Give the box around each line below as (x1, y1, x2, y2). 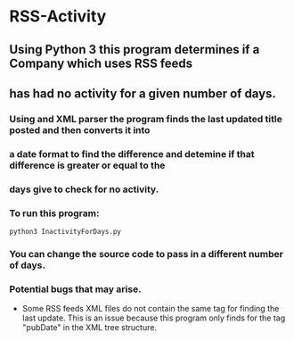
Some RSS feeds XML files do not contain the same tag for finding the (21, 304, 280, 314)
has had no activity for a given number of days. (9, 86, 276, 101)
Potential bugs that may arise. (9, 283, 142, 295)
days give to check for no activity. (9, 183, 159, 195)
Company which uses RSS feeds (9, 55, 193, 71)
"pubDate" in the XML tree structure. (21, 322, 158, 333)
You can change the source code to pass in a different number (9, 247, 283, 260)
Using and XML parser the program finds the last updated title (9, 112, 282, 125)
